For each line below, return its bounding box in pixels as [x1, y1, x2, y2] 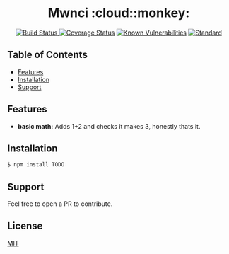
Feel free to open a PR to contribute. [7, 200, 113, 208]
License [7, 220, 43, 232]
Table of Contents [7, 49, 88, 61]
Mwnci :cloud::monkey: [47, 5, 190, 21]
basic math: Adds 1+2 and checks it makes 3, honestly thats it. [17, 122, 201, 130]
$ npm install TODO [7, 161, 65, 168]
